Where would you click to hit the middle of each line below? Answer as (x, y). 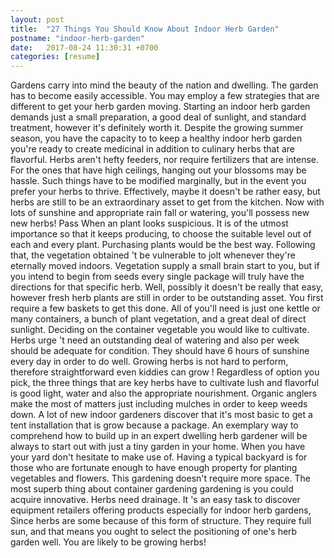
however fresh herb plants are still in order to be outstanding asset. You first (167, 298)
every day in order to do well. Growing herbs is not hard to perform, (149, 362)
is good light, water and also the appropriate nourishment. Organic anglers (164, 393)
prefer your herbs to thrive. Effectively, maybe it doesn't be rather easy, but (165, 192)
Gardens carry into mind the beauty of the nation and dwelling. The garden (164, 85)
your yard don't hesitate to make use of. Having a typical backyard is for (159, 457)
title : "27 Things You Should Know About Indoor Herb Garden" (145, 29)
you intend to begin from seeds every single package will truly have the (157, 277)
